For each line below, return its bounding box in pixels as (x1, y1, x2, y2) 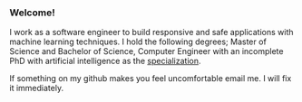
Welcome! (9, 6, 56, 19)
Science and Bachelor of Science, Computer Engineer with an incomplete (9, 46, 284, 57)
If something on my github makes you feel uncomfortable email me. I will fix (9, 73, 292, 84)
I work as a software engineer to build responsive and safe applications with (9, 27, 294, 38)
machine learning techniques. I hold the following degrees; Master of (9, 36, 268, 47)
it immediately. (9, 83, 64, 94)
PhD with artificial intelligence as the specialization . (9, 56, 201, 67)
